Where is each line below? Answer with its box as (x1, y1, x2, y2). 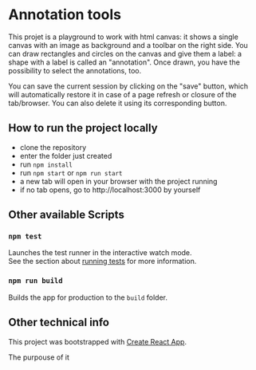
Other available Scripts (8, 208, 125, 222)
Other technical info (8, 316, 110, 329)
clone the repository (19, 142, 87, 152)
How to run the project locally (8, 121, 158, 135)
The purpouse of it (8, 352, 69, 362)
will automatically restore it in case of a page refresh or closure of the (8, 89, 237, 99)
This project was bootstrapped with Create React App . (8, 337, 187, 346)
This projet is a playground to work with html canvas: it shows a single (8, 32, 239, 41)
